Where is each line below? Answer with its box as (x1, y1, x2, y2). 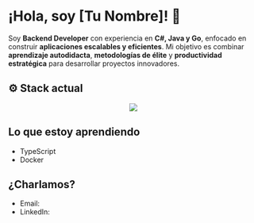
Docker (19, 155, 44, 164)
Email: (19, 198, 40, 209)
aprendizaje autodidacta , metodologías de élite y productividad (8, 50, 222, 60)
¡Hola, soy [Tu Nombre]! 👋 (8, 7, 181, 25)
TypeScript (19, 146, 56, 156)
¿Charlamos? (8, 178, 75, 191)
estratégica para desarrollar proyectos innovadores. (8, 59, 180, 68)
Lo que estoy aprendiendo (8, 125, 140, 139)
